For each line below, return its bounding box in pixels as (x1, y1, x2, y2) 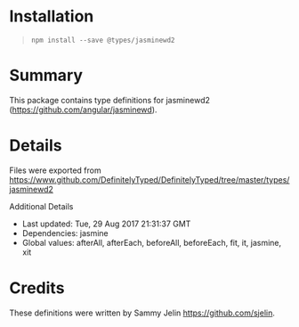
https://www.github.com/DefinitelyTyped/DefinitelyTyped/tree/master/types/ (9, 174, 290, 184)
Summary (9, 65, 83, 86)
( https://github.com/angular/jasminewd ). (9, 104, 158, 115)
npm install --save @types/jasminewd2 (30, 36, 175, 45)
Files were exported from (9, 165, 101, 176)
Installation (9, 6, 94, 27)
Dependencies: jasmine (21, 227, 109, 238)
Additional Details (9, 200, 74, 211)
